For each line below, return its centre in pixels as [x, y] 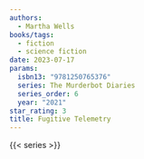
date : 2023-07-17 [42, 60]
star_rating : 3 [38, 111]
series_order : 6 [48, 94]
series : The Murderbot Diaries [77, 85]
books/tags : [32, 35]
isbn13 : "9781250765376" [64, 77]
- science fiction [53, 52]
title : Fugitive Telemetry [60, 119]
